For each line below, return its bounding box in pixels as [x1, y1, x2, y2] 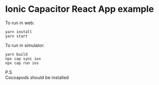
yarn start [5, 34, 28, 39]
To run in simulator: [5, 42, 45, 48]
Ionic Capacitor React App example [5, 3, 155, 15]
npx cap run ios [5, 60, 39, 65]
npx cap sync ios [5, 56, 41, 61]
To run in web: [5, 20, 35, 26]
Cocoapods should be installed [5, 74, 69, 80]
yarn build [5, 52, 28, 57]
